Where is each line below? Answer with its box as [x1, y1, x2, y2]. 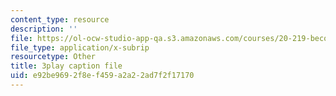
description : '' [10, 24, 78, 34]
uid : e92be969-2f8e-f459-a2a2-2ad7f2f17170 [10, 71, 195, 81]
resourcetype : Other [10, 52, 97, 62]
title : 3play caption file [10, 61, 123, 71]
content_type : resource [10, 14, 110, 25]
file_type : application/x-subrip [10, 42, 150, 53]
